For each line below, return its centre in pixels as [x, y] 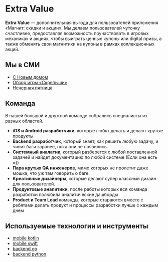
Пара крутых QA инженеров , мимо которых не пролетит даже [80, 168]
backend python [29, 254]
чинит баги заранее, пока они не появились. [60, 146]
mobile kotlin [26, 238]
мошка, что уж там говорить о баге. [51, 173]
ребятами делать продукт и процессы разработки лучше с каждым [85, 205]
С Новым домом [30, 77]
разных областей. [24, 121]
